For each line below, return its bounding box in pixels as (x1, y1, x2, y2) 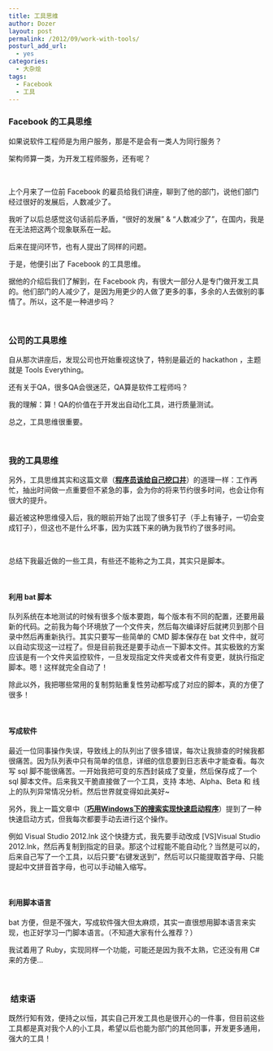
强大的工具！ (8, 1034, 51, 1044)
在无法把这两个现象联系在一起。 (8, 224, 115, 234)
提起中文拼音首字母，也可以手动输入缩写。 (8, 861, 151, 872)
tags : (8, 73, 27, 81)
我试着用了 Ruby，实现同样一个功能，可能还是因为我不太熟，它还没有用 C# (8, 944, 260, 954)
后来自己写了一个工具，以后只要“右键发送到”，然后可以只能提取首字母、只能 (8, 851, 264, 861)
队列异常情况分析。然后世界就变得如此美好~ (22, 786, 171, 796)
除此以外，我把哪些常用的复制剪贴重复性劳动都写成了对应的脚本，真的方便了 (8, 679, 265, 689)
